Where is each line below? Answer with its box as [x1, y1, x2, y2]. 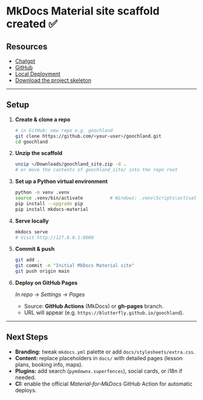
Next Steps [6, 332, 48, 342]
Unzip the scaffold [14, 150, 63, 157]
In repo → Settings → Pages [14, 291, 85, 298]
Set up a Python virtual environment [14, 178, 108, 185]
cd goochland [14, 139, 48, 145]
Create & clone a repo [14, 116, 71, 123]
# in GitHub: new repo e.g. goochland [14, 127, 113, 133]
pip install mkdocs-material [14, 206, 89, 212]
